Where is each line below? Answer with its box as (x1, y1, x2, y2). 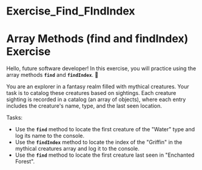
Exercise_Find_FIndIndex (6, 4, 135, 18)
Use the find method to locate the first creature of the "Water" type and (15, 126, 195, 133)
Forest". (15, 158, 35, 165)
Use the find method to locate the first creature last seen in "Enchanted (15, 151, 195, 159)
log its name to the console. (15, 132, 85, 140)
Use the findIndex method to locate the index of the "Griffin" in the (15, 139, 183, 146)
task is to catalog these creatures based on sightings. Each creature (6, 90, 177, 97)
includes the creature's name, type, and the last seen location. (6, 102, 163, 110)
